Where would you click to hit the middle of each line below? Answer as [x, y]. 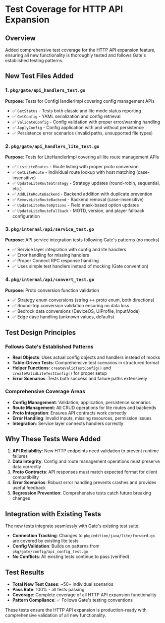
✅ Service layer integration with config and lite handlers [69, 250]
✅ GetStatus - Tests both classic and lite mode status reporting [77, 111]
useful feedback [29, 488]
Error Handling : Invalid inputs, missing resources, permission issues [82, 418]
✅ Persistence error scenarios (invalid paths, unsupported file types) [82, 133]
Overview [21, 38]
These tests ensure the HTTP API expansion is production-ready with [76, 610]
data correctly [27, 467]
